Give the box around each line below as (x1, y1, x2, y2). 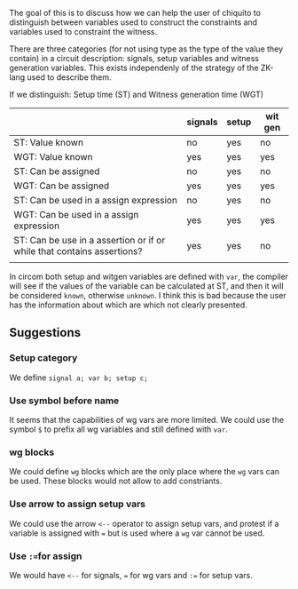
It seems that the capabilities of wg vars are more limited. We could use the (9, 414, 285, 425)
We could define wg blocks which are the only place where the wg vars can (9, 466, 280, 477)
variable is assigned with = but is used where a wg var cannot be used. (9, 528, 265, 538)
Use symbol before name (9, 394, 120, 407)
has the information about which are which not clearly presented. (9, 299, 248, 310)
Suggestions (9, 325, 82, 340)
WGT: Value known (13, 151, 93, 163)
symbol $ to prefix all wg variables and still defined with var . (9, 424, 228, 434)
